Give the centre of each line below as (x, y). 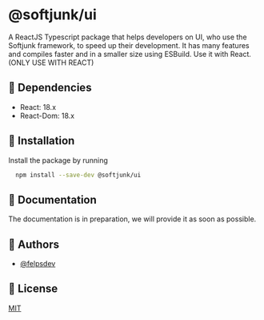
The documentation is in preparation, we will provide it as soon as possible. (132, 219)
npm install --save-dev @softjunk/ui (78, 175)
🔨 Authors (34, 244)
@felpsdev (38, 264)
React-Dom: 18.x (47, 115)
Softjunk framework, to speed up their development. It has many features (129, 45)
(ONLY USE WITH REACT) (51, 63)
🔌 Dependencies (50, 88)
